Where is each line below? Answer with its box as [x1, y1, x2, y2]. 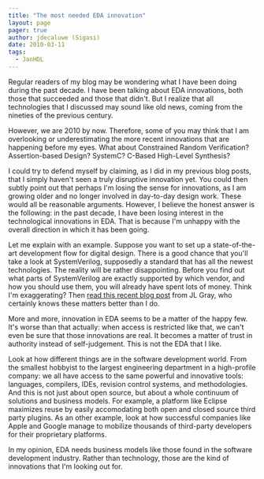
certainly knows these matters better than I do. [8, 299, 160, 308]
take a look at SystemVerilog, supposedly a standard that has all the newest [8, 257, 254, 266]
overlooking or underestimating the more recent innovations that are [8, 134, 230, 143]
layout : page [8, 19, 51, 27]
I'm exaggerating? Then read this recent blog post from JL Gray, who [8, 290, 232, 299]
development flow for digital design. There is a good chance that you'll [18, 248, 248, 258]
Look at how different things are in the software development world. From [8, 354, 247, 363]
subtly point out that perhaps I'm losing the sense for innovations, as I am [8, 183, 247, 192]
